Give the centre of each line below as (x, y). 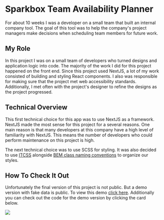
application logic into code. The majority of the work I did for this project (78, 65)
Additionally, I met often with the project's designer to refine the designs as (81, 87)
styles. (12, 160)
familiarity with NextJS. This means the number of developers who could (79, 135)
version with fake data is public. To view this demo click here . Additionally (80, 192)
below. (12, 203)
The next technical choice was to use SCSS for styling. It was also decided (81, 150)
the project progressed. (29, 92)
